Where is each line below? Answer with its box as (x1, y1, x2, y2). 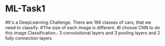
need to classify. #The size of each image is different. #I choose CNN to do (5, 24, 160, 30)
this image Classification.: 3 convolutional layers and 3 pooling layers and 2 (5, 30, 160, 36)
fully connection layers (5, 35, 52, 41)
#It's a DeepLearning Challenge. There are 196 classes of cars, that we (5, 19, 151, 25)
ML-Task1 (5, 3, 45, 14)
